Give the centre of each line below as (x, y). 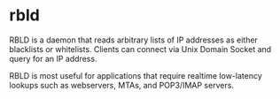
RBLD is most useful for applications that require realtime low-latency (136, 75)
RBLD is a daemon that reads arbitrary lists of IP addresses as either (134, 40)
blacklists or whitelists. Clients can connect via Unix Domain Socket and (140, 49)
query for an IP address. (53, 58)
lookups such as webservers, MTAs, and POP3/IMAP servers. (122, 85)
